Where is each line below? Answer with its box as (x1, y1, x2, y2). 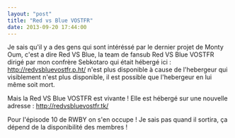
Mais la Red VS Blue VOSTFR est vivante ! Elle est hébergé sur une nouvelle (7, 94, 228, 103)
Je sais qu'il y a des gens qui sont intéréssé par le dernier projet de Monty (7, 43, 224, 52)
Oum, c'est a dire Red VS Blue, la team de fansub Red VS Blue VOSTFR (7, 50, 214, 59)
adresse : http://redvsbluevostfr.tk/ (7, 102, 109, 110)
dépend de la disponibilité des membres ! (7, 123, 128, 132)
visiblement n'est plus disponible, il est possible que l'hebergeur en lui (7, 73, 212, 81)
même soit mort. (7, 81, 55, 89)
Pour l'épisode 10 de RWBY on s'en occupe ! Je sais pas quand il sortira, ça (7, 115, 228, 124)
